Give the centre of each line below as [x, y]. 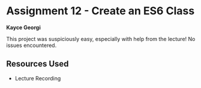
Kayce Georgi [23, 27]
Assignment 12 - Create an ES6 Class [100, 11]
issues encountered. [31, 45]
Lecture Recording [38, 78]
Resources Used [37, 64]
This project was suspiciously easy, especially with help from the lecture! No [101, 39]
